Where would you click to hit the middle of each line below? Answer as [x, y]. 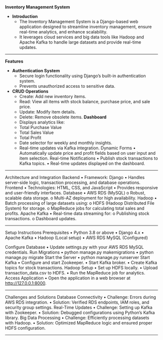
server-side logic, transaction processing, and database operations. [73, 182]
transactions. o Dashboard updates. [41, 219]
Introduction [25, 16]
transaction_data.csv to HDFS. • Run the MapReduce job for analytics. [75, 273]
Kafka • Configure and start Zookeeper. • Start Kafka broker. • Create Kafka [81, 262]
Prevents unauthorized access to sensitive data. [67, 86]
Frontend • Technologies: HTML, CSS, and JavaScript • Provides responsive [81, 188]
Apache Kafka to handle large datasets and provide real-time [80, 42]
